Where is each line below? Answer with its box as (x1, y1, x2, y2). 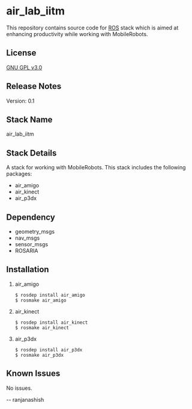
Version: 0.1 (6, 97, 35, 105)
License (6, 48, 37, 58)
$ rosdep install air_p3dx (14, 347, 83, 353)
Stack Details (6, 148, 57, 158)
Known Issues (6, 368, 61, 379)
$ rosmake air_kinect (14, 324, 69, 331)
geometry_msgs (14, 228, 55, 235)
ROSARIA (14, 247, 38, 254)
